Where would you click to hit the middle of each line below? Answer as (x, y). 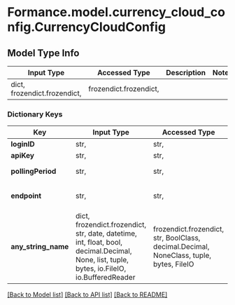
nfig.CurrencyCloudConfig (87, 27)
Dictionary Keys (35, 114)
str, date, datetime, (107, 233)
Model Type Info (43, 53)
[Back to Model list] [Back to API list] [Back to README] (87, 294)
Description (186, 73)
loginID (23, 144)
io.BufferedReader (106, 278)
